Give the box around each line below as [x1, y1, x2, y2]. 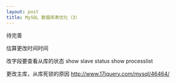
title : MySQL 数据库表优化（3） [6, 14, 80, 20]
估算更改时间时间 [6, 45, 49, 52]
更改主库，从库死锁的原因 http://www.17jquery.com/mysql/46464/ [6, 70, 170, 77]
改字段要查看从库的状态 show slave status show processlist [6, 57, 153, 64]
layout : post [6, 8, 39, 15]
